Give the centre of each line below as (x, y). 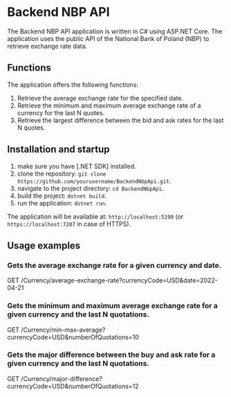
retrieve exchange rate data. (47, 46)
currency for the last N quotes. (61, 112)
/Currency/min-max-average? (63, 330)
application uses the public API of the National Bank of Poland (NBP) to (108, 38)
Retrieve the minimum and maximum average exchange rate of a (109, 105)
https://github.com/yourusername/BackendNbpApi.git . (94, 180)
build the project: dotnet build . (62, 196)
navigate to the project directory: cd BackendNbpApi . (90, 188)
